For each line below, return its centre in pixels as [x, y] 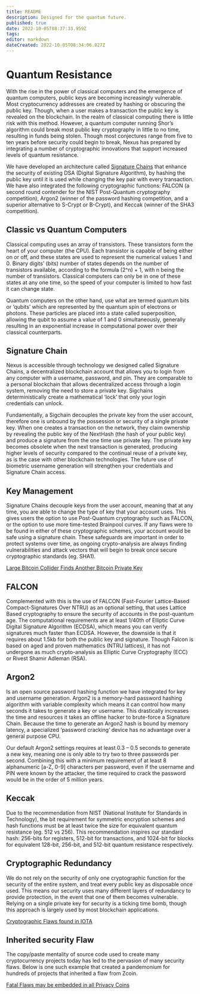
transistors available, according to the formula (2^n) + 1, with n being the [95, 269]
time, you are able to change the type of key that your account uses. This [96, 512]
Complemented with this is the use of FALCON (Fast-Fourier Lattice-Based [98, 601]
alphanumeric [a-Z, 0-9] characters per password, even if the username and [100, 767]
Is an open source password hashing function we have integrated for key [96, 691]
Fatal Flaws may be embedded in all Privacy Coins [68, 985]
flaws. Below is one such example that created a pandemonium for [88, 967]
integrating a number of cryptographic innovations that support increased [97, 148]
